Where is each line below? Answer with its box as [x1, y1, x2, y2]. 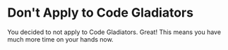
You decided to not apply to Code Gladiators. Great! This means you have [7, 28, 221, 36]
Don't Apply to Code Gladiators [7, 5, 194, 21]
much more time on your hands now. [7, 35, 114, 43]
